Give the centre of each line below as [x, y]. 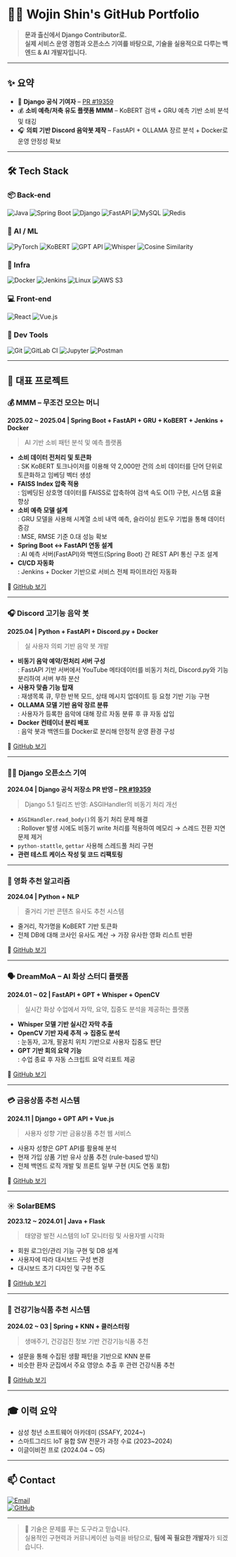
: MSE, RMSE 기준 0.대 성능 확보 [62, 537]
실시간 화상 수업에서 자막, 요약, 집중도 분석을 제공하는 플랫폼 [107, 1009]
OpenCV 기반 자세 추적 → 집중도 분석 [69, 1033]
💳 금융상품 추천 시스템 [44, 1100]
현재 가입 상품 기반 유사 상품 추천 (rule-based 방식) [88, 1157]
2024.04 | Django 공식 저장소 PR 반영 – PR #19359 [79, 789]
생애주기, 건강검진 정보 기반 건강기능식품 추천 [86, 1341]
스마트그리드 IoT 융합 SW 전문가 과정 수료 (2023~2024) [95, 1441]
